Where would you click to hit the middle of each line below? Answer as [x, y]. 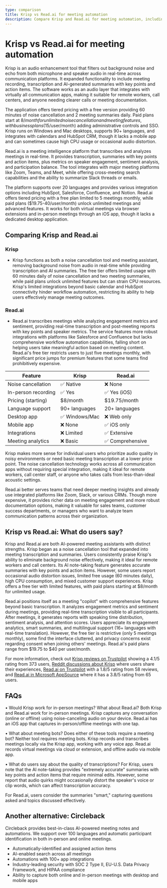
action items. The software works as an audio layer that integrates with [78, 89]
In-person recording [32, 393]
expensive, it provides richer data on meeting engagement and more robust [83, 500]
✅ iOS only [117, 425]
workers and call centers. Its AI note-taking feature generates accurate [78, 565]
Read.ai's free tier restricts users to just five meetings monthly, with [81, 353]
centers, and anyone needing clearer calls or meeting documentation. [77, 100]
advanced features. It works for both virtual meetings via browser [72, 209]
